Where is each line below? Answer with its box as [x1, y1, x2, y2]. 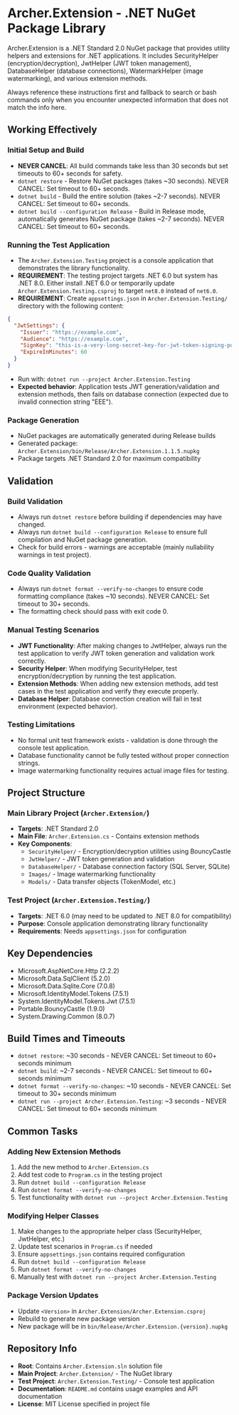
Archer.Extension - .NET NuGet [7, 5, 196, 21]
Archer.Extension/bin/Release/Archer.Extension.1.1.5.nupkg [17, 448, 200, 455]
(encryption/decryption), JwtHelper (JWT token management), [7, 59, 192, 67]
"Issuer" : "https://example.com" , [20, 328, 122, 336]
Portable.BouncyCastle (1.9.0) [17, 1004, 105, 1013]
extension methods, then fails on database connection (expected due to [17, 390, 229, 398]
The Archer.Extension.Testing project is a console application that [17, 255, 214, 265]
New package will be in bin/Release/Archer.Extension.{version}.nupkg [17, 1322, 228, 1330]
